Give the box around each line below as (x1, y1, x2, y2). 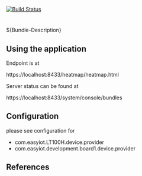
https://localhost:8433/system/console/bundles (6, 94, 122, 101)
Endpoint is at (6, 59, 40, 67)
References (6, 162, 50, 172)
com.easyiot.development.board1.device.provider (14, 144, 136, 152)
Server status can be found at (6, 83, 79, 89)
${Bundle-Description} (6, 27, 62, 34)
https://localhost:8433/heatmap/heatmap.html (6, 71, 120, 78)
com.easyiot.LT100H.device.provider (14, 139, 105, 146)
